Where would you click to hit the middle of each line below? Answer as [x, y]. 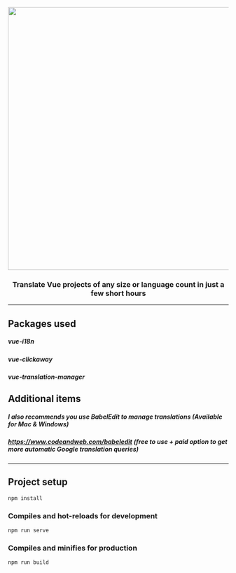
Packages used [42, 324]
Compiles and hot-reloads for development [83, 515]
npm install [25, 498]
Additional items [44, 399]
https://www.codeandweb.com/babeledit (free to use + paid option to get [118, 442]
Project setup [38, 482]
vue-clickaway [30, 359]
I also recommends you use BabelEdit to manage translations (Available [115, 417]
